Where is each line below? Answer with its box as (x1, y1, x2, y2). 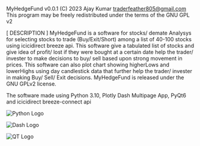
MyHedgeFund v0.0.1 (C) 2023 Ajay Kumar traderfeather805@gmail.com (6, 5, 186, 12)
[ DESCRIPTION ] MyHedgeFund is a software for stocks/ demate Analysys (6, 29, 192, 36)
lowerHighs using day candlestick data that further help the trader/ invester (6, 68, 192, 74)
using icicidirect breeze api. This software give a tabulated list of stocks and (6, 42, 194, 49)
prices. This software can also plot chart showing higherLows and (6, 61, 170, 68)
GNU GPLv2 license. (6, 80, 56, 87)
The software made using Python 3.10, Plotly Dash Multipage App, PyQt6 (6, 92, 187, 99)
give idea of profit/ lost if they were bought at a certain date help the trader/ (6, 48, 193, 56)
